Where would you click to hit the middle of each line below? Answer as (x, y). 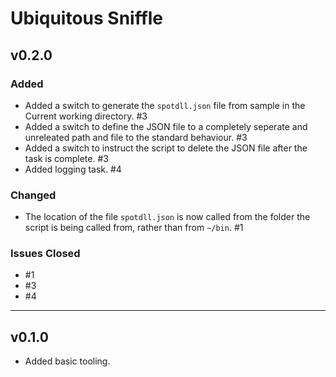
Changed (33, 195)
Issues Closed (45, 254)
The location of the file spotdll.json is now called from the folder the (167, 217)
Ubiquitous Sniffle (87, 18)
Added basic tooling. (67, 361)
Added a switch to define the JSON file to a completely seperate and (166, 126)
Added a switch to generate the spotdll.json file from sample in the (165, 105)
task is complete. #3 (66, 158)
